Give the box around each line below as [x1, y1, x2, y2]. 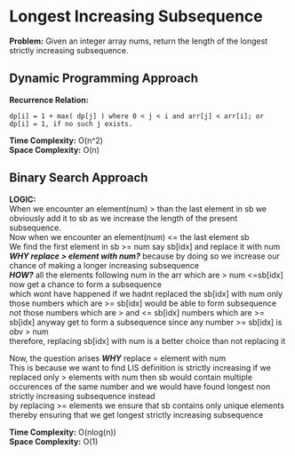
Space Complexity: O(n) [9, 144, 100, 155]
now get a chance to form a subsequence [9, 278, 163, 290]
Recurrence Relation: [9, 94, 89, 105]
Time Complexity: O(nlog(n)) [9, 427, 117, 437]
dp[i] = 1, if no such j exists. [9, 119, 133, 128]
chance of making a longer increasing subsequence [9, 260, 200, 270]
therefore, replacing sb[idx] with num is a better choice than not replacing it [9, 335, 286, 346]
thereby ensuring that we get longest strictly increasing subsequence [9, 409, 264, 420]
